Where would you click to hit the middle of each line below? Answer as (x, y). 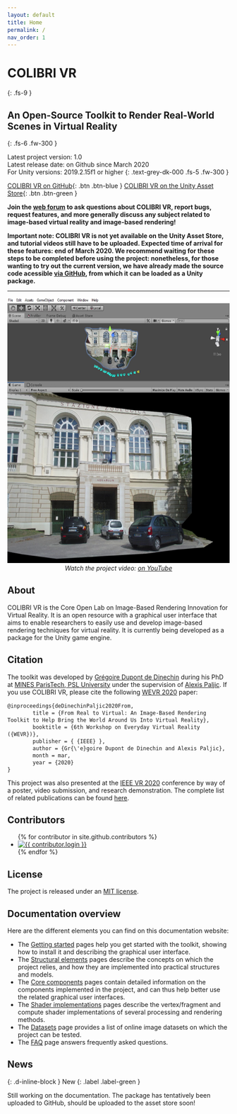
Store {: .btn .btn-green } (42, 193)
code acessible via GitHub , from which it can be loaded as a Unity (105, 273)
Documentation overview (64, 914)
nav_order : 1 (26, 38)
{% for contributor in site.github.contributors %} (87, 837)
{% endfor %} (38, 852)
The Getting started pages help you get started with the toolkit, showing (122, 945)
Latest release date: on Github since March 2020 (78, 164)
